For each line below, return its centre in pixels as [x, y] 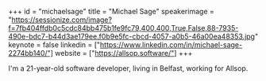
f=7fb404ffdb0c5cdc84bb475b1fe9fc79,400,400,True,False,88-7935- [123, 28]
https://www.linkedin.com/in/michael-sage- [171, 45]
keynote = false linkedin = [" [54, 45]
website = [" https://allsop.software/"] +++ [124, 53]
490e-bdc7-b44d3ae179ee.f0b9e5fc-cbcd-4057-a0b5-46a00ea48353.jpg [132, 36]
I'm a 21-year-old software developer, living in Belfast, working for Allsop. [128, 68]
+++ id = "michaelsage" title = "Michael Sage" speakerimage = [111, 11]
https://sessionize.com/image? [62, 20]
